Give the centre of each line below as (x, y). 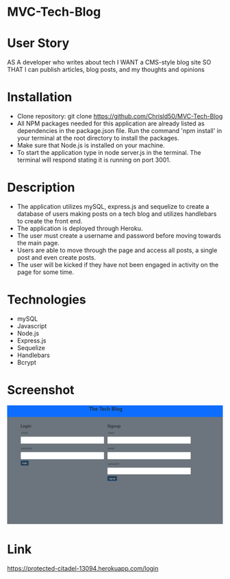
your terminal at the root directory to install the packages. (98, 138)
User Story (38, 44)
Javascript (32, 325)
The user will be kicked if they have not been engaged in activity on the (118, 265)
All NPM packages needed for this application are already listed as (111, 123)
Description (41, 187)
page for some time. (46, 272)
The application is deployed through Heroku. (80, 228)
